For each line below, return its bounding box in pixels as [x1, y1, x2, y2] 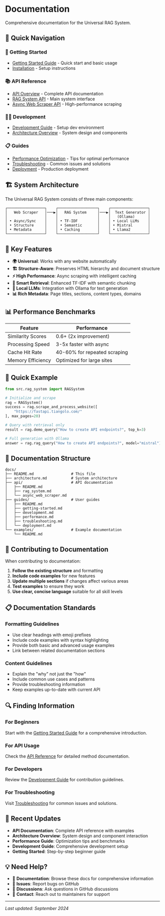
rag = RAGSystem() [5, 400, 43, 405]
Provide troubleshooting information [12, 681, 85, 687]
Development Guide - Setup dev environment [12, 124, 104, 131]
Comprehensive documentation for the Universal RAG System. [5, 20, 131, 26]
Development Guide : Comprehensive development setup [12, 843, 129, 849]
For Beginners [5, 719, 39, 726]
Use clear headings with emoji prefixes [12, 632, 91, 638]
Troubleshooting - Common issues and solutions [12, 161, 111, 167]
